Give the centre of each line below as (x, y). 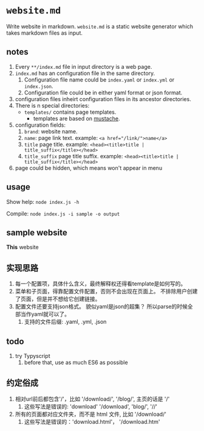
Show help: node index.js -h (43, 201)
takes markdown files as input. (45, 33)
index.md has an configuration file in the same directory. (85, 73)
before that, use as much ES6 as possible (76, 362)
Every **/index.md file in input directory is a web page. (83, 66)
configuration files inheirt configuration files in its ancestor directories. (103, 99)
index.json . (39, 86)
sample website (37, 232)
